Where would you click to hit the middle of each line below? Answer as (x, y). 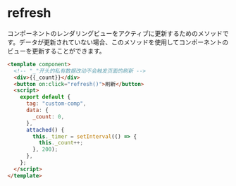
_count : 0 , (49, 117)
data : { (37, 111)
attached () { (45, 130)
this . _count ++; (61, 143)
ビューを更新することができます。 (56, 51)
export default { (45, 97)
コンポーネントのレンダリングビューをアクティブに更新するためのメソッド (115, 33)
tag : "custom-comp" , (56, 104)
